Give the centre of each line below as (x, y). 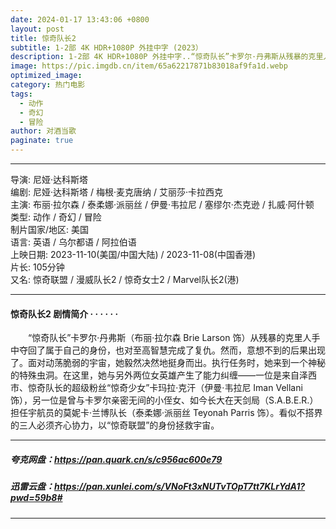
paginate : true (42, 141)
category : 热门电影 (48, 85)
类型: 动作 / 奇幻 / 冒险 (56, 217)
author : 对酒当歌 (43, 131)
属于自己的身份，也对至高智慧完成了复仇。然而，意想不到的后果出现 (185, 350)
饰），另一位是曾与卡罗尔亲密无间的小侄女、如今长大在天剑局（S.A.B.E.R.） (164, 400)
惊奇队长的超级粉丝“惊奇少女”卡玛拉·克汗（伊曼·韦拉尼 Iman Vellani (165, 388)
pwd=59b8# (36, 498)
